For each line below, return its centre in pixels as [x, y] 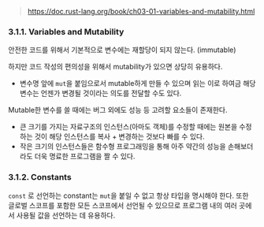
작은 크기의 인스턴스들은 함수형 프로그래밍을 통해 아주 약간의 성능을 [123, 147]
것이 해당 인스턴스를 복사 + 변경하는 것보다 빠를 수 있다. [119, 136]
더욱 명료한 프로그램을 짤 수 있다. [85, 156]
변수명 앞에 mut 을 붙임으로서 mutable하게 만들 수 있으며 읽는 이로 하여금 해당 [138, 84]
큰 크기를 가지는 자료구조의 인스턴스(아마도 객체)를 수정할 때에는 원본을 [128, 127]
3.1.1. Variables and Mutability [66, 32]
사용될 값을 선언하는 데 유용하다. [66, 215]
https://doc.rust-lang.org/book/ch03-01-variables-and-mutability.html [141, 11]
